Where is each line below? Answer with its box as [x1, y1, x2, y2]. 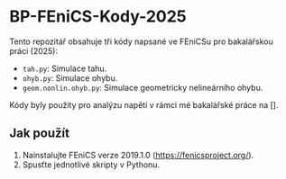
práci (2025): [9, 45, 59, 56]
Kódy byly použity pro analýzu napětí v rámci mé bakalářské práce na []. [9, 99, 279, 110]
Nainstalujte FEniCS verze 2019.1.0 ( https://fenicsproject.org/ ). [22, 149, 254, 160]
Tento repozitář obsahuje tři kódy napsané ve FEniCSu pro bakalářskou [9, 36, 273, 47]
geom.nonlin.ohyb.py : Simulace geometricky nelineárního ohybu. [22, 82, 263, 93]
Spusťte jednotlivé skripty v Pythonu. [22, 159, 161, 170]
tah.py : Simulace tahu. [22, 63, 107, 74]
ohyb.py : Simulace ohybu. [22, 72, 118, 83]
